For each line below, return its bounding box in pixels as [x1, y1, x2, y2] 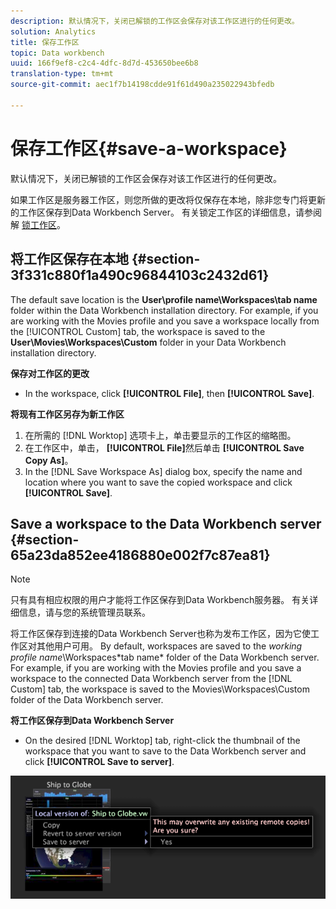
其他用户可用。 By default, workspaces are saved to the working [36, 640, 303, 652]
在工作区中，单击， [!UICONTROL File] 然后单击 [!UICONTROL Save [24, 441, 305, 454]
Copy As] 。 [24, 454, 74, 466]
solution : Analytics [10, 26, 97, 37]
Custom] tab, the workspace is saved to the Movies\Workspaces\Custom [10, 683, 310, 695]
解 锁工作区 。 [10, 218, 66, 230]
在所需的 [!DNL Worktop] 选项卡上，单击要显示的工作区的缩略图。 [24, 429, 297, 441]
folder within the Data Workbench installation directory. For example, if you [10, 304, 319, 316]
